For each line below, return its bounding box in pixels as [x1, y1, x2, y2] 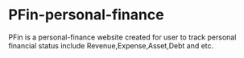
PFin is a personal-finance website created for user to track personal [8, 32, 237, 42]
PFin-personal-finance [8, 6, 164, 24]
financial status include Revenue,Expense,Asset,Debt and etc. [8, 40, 214, 50]
